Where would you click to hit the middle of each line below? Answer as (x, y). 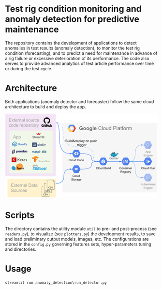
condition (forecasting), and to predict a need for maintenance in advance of (81, 53)
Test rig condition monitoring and (73, 9)
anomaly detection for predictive (72, 19)
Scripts (20, 215)
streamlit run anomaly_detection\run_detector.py (56, 282)
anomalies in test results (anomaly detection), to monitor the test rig (73, 48)
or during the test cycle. (29, 68)
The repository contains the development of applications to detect (71, 43)
